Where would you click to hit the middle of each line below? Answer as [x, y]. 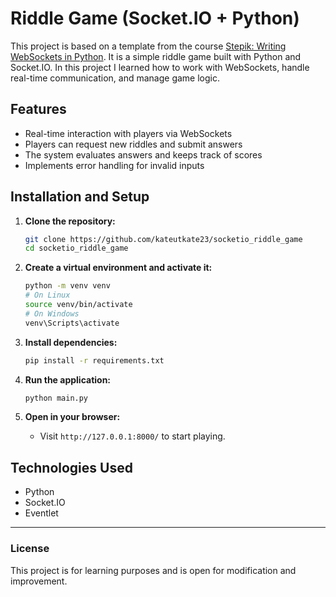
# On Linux [47, 295]
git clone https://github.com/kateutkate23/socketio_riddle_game [163, 239]
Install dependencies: [71, 342]
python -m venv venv [67, 286]
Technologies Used [71, 467]
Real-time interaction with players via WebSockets [128, 133]
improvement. [39, 581]
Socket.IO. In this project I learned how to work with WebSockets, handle [160, 67]
